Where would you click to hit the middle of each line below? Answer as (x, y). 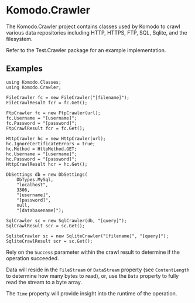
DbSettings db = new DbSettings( (47, 174)
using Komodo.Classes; (34, 82)
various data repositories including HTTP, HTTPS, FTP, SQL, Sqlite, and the (97, 32)
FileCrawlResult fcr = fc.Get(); (47, 103)
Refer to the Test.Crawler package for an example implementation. (86, 50)
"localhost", (32, 185)
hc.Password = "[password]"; (42, 159)
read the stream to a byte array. (44, 282)
